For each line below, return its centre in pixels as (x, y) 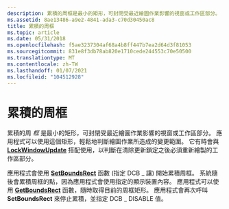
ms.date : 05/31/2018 (37, 39)
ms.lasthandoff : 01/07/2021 (47, 70)
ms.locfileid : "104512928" (46, 77)
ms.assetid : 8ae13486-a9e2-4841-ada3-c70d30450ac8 (81, 20)
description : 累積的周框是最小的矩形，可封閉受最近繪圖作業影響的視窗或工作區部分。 (114, 13)
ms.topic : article (33, 32)
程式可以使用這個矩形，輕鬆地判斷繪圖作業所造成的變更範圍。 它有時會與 (116, 141)
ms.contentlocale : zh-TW (43, 64)
